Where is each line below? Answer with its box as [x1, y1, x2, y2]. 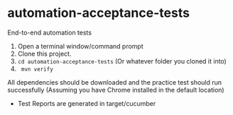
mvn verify [21, 66, 53, 73]
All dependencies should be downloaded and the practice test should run [7, 78, 222, 86]
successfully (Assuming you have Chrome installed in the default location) [7, 85, 225, 94]
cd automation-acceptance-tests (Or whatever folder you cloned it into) [17, 56, 227, 65]
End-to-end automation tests [7, 28, 92, 37]
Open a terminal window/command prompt [17, 42, 143, 50]
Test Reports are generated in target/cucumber [17, 99, 156, 107]
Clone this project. [17, 49, 72, 58]
